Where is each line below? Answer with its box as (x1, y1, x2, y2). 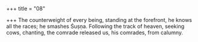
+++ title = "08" (6, 5, 46, 12)
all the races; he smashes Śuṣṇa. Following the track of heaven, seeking (6, 23, 185, 30)
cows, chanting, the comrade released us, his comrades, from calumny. (6, 29, 184, 36)
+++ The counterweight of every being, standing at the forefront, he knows (6, 17, 193, 23)
